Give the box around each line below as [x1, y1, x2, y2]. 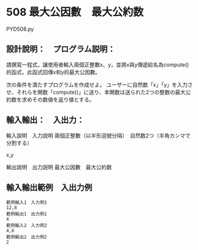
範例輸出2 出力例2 [6, 234, 48, 240]
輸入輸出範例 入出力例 [6, 182, 92, 192]
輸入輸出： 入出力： [6, 115, 84, 125]
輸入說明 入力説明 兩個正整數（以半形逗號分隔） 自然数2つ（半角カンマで [6, 132, 191, 139]
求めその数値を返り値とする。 [21, 96, 95, 103]
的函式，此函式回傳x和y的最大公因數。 [6, 68, 101, 75]
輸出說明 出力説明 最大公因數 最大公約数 [6, 163, 112, 170]
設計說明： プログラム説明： [6, 44, 116, 54]
